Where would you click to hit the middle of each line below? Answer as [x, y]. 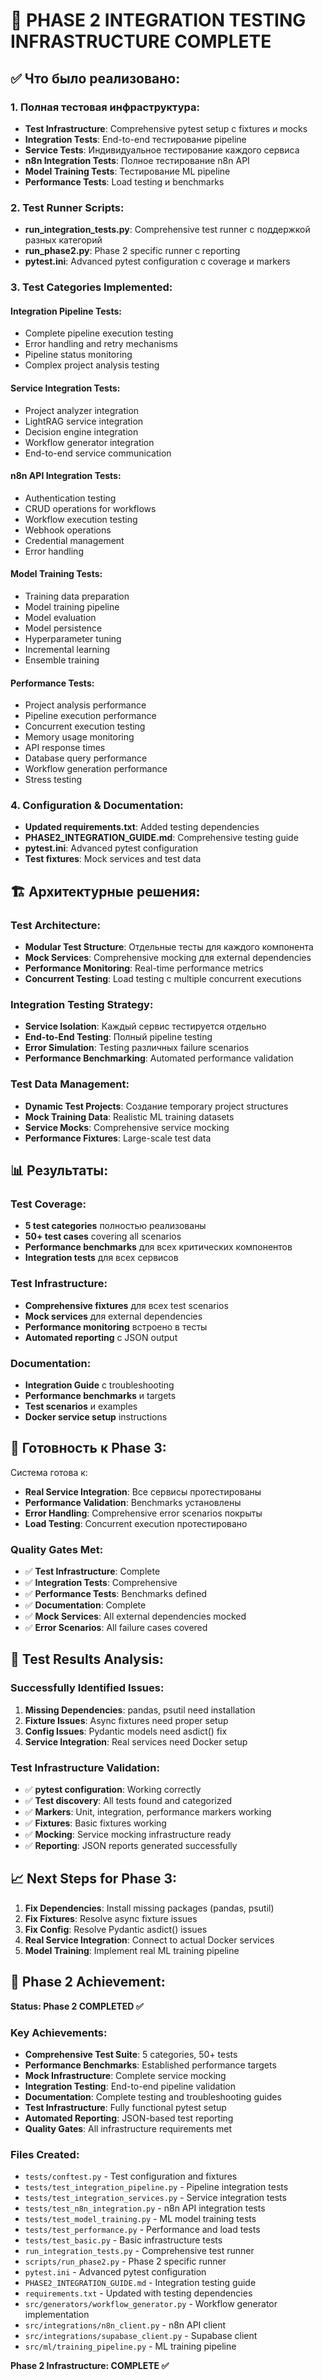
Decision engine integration [81, 431]
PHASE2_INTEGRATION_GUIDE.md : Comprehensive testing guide [161, 838]
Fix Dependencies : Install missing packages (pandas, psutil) [149, 1908]
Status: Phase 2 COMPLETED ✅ [77, 2006]
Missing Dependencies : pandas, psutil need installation [140, 1710]
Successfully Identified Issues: [87, 1688]
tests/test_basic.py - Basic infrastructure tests [123, 2240]
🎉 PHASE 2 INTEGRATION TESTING [158, 20]
